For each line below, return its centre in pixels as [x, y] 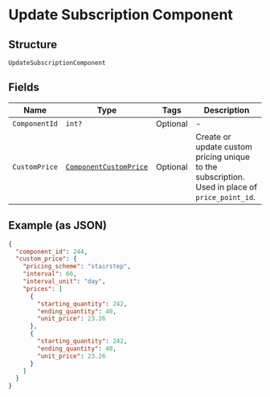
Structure [33, 45]
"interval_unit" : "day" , [64, 281]
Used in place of [227, 186]
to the [207, 166]
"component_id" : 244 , [52, 252]
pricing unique [223, 157]
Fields [24, 87]
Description [227, 110]
